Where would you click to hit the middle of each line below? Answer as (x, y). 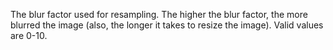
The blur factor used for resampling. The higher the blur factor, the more (159, 14)
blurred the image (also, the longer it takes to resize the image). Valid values (167, 25)
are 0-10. (29, 35)
